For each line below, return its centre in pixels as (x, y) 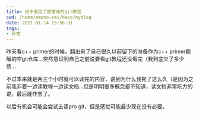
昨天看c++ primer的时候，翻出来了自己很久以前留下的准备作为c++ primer (96, 52)
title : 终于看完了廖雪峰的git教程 (44, 12)
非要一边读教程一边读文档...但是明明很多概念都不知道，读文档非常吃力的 (105, 86)
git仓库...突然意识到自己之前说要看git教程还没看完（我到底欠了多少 (103, 59)
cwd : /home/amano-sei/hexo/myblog (49, 17)
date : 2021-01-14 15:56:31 (40, 23)
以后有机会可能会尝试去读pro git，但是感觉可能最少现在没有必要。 (87, 106)
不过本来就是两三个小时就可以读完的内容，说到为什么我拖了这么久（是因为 (97, 79)
